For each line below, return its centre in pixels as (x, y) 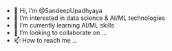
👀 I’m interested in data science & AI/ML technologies (89, 18)
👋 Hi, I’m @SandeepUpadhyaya (58, 11)
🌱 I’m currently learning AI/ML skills (64, 25)
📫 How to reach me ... (45, 40)
